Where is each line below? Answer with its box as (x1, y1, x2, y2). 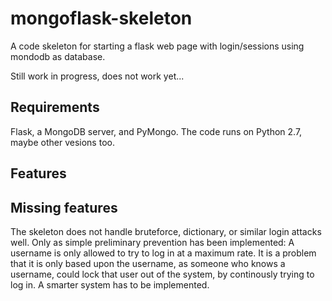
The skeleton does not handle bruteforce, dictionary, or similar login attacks (10, 225, 322, 237)
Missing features (10, 199, 118, 216)
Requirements (10, 99, 100, 116)
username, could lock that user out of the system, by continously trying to (10, 268, 315, 280)
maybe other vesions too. (10, 136, 115, 148)
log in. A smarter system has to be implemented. (10, 278, 210, 291)
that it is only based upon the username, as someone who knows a (10, 257, 286, 269)
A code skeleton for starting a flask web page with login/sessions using (10, 40, 305, 52)
